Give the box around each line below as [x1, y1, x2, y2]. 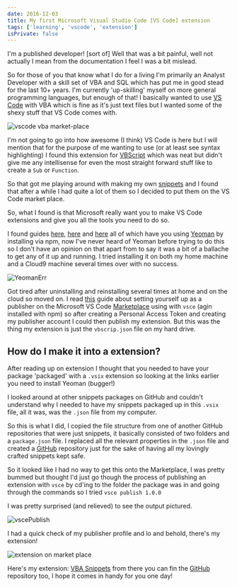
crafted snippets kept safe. [7, 452, 86, 460]
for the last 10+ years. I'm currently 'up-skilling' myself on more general [7, 86, 216, 94]
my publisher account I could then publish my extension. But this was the [7, 317, 221, 326]
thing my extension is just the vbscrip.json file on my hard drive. [7, 325, 196, 334]
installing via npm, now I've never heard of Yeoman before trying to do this [7, 237, 225, 246]
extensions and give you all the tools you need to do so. [7, 216, 170, 224]
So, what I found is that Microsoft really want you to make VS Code [7, 208, 203, 217]
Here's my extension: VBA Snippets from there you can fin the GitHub [7, 564, 210, 573]
